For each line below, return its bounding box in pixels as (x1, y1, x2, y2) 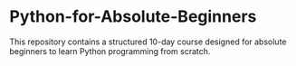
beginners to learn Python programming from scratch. (9, 45, 211, 56)
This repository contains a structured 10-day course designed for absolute (9, 36, 287, 47)
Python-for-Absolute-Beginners (9, 6, 257, 27)
